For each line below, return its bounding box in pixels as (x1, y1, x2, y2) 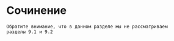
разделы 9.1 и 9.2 (6, 28, 53, 35)
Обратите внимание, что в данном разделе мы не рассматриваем (6, 24, 168, 30)
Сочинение (6, 4, 67, 17)
